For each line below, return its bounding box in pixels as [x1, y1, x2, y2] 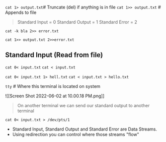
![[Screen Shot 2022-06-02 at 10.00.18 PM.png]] [5, 93, 105, 99]
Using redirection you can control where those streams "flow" [12, 131, 139, 137]
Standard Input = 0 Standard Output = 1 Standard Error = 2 [17, 19, 138, 25]
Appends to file [5, 9, 37, 15]
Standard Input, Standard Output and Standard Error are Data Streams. [12, 126, 158, 132]
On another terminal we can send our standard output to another [17, 102, 150, 108]
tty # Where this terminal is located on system [5, 83, 101, 89]
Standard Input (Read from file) [5, 51, 103, 59]
